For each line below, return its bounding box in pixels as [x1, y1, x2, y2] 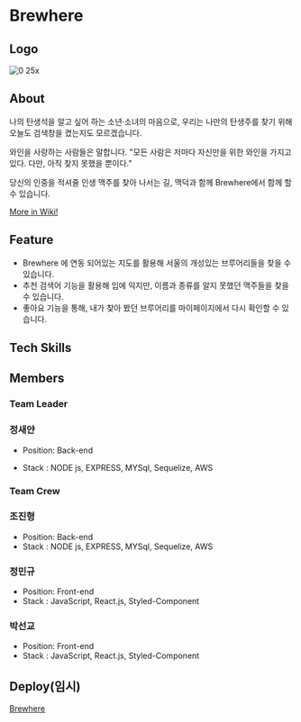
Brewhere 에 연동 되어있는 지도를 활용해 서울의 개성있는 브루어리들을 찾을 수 [22, 257, 291, 268]
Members [9, 371, 65, 386]
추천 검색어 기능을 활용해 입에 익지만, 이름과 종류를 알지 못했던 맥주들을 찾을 [22, 280, 290, 291]
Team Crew [9, 484, 60, 497]
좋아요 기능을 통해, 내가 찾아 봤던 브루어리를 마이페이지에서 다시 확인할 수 [22, 302, 280, 313]
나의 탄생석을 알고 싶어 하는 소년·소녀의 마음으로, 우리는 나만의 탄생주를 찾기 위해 [9, 116, 293, 127]
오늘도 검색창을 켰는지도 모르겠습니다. [9, 127, 142, 138]
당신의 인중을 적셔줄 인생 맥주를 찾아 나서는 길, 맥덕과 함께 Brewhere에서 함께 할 [9, 176, 292, 187]
